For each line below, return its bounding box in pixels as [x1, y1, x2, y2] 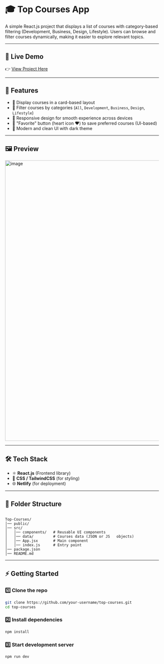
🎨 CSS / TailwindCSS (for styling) [12, 475, 80, 482]
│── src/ [5, 526, 23, 531]
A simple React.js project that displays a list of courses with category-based [5, 23, 158, 29]
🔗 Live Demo [5, 52, 44, 61]
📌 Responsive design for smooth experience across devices [12, 115, 133, 121]
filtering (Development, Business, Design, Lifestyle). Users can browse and [5, 28, 156, 34]
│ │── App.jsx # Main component [5, 538, 89, 543]
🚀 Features [5, 87, 39, 95]
